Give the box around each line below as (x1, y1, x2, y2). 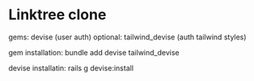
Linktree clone (8, 6, 107, 24)
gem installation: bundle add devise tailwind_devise (8, 47, 180, 57)
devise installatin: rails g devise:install (8, 63, 134, 73)
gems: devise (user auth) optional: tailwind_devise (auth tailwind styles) (8, 32, 247, 42)
